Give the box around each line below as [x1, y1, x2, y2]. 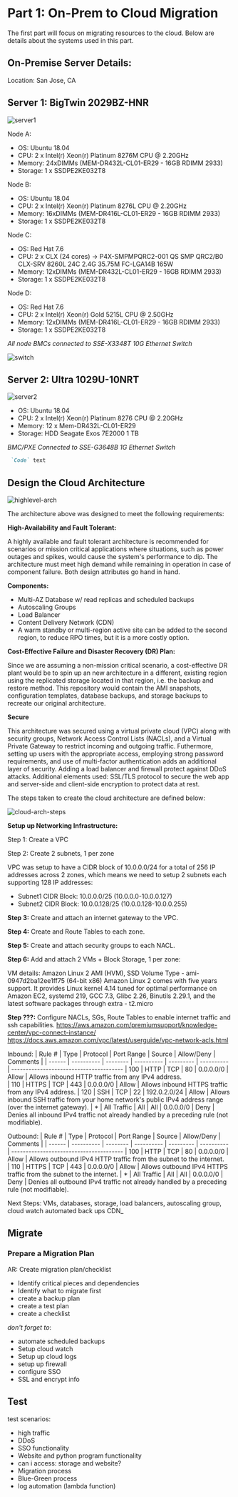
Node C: [7, 230, 32, 239]
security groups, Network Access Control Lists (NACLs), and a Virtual [7, 734, 212, 743]
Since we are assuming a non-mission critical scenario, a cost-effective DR [7, 661, 228, 670]
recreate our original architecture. [7, 699, 106, 708]
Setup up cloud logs [17, 1352, 77, 1360]
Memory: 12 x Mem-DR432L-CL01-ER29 [17, 422, 137, 430]
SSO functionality [17, 1443, 70, 1452]
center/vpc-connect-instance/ [7, 1028, 96, 1037]
